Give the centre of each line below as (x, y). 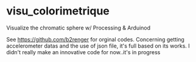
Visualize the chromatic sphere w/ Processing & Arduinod (79, 28)
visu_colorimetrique (58, 11)
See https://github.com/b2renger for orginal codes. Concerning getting (95, 39)
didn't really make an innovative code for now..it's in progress (83, 52)
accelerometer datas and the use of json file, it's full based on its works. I (98, 46)
